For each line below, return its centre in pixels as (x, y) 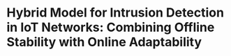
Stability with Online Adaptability (104, 42)
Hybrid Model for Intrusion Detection (115, 13)
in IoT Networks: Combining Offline (111, 27)
